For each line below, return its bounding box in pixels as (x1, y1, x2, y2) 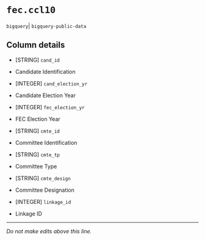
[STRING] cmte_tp (15, 151, 60, 158)
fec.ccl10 (6, 4, 56, 16)
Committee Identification (15, 139, 77, 146)
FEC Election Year (15, 115, 61, 123)
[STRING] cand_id (15, 56, 60, 64)
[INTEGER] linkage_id (15, 198, 71, 205)
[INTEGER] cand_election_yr (15, 79, 88, 87)
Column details (6, 40, 65, 50)
